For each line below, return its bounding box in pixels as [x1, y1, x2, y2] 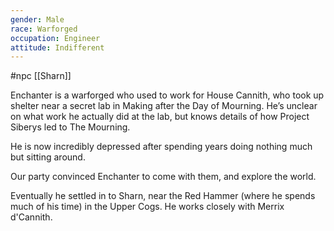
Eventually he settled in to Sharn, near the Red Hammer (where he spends [10, 190, 316, 202]
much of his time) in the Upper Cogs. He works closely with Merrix [10, 201, 285, 213]
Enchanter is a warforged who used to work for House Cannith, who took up [10, 89, 325, 101]
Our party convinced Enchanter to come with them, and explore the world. [10, 171, 317, 183]
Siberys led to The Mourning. [10, 121, 131, 133]
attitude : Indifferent [10, 42, 105, 53]
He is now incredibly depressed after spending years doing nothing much [10, 141, 313, 153]
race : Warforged [10, 24, 78, 34]
